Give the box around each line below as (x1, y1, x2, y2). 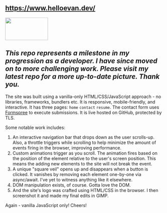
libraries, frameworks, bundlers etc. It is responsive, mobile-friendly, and (5, 98, 155, 104)
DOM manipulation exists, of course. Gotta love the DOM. (12, 182, 131, 188)
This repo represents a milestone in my (5, 49, 129, 57)
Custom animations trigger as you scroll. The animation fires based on (12, 150, 158, 156)
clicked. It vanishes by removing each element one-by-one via (12, 171, 141, 177)
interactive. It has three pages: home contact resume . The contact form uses (5, 104, 159, 110)
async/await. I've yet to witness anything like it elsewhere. (12, 176, 133, 182)
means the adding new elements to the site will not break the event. (12, 160, 152, 166)
